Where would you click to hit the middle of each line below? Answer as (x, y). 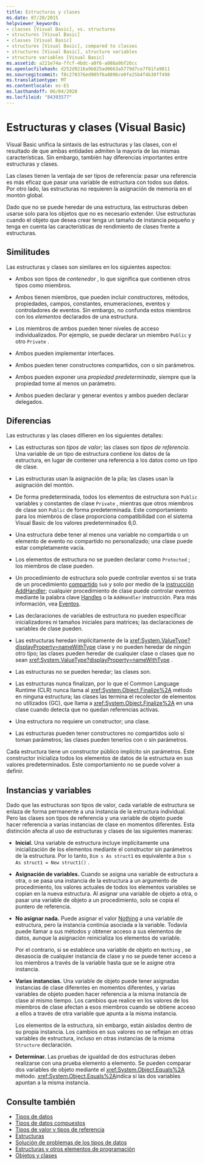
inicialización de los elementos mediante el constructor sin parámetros (104, 849)
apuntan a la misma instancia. (52, 1083)
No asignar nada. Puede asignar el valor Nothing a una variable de (99, 918)
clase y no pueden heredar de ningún (144, 647)
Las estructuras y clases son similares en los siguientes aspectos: (89, 267)
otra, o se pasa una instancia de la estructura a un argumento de (96, 881)
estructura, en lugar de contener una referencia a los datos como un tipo (106, 460)
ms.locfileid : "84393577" (39, 97)
